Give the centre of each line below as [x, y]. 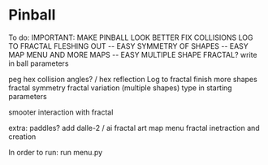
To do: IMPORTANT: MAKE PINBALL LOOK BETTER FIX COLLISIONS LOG [131, 37]
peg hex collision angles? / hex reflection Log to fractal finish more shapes [133, 79]
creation [22, 137]
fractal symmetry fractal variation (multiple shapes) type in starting [121, 88]
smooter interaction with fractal [61, 112]
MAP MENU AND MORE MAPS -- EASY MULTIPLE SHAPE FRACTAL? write [133, 54]
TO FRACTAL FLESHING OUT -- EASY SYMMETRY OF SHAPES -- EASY [129, 46]
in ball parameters [39, 63]
